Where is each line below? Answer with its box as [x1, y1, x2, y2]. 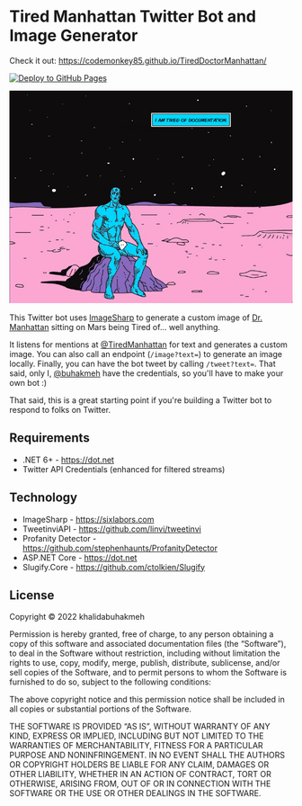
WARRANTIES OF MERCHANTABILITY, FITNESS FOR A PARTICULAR [9, 740, 263, 751]
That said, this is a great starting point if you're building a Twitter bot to [9, 394, 272, 406]
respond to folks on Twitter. [9, 404, 111, 415]
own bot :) [9, 377, 48, 388]
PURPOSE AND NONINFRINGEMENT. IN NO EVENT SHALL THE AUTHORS [9, 749, 286, 761]
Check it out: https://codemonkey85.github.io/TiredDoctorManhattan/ [9, 55, 267, 66]
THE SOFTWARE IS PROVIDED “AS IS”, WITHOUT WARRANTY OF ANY [9, 721, 271, 732]
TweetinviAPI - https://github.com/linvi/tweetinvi [22, 524, 202, 534]
